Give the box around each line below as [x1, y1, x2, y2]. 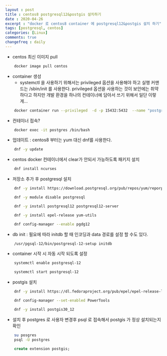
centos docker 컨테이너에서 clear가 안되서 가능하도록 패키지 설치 [12, 157, 140, 163]
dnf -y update [14, 147, 43, 152]
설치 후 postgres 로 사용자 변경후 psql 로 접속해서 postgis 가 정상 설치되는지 [12, 316, 162, 322]
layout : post [5, 7, 35, 12]
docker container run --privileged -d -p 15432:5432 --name [14, 108, 146, 113]
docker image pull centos [14, 63, 68, 68]
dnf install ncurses [14, 167, 57, 172]
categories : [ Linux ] [5, 30, 48, 35]
